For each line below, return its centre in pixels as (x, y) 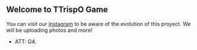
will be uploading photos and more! (49, 30)
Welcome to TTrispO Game (57, 10)
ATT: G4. (26, 41)
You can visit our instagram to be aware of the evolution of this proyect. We (98, 24)
